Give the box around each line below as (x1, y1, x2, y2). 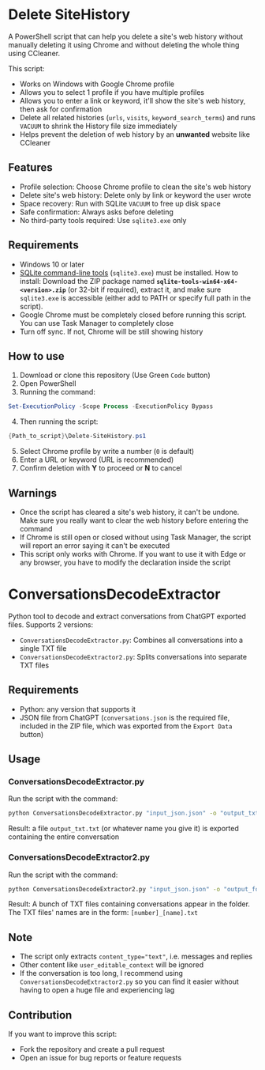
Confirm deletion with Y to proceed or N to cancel (19, 463, 183, 473)
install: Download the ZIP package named (19, 276, 155, 285)
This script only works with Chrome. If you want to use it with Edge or (19, 549, 246, 558)
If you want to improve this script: (8, 1030, 117, 1039)
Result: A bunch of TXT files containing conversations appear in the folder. (8, 899, 251, 909)
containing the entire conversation (8, 832, 120, 841)
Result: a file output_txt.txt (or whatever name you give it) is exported (8, 824, 239, 834)
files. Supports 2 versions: (8, 619, 93, 630)
